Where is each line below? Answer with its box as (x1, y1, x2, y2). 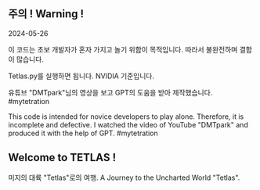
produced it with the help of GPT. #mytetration (8, 128, 158, 138)
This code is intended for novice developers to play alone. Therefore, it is (8, 112, 244, 121)
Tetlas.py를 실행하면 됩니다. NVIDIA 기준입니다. (8, 71, 155, 81)
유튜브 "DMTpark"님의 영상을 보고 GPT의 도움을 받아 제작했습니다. (8, 88, 213, 97)
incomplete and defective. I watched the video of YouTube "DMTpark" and (8, 120, 248, 129)
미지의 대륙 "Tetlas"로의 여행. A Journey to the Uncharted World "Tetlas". (8, 173, 240, 182)
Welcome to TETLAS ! (8, 151, 117, 164)
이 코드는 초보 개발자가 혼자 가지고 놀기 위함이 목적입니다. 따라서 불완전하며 (8, 45, 238, 54)
